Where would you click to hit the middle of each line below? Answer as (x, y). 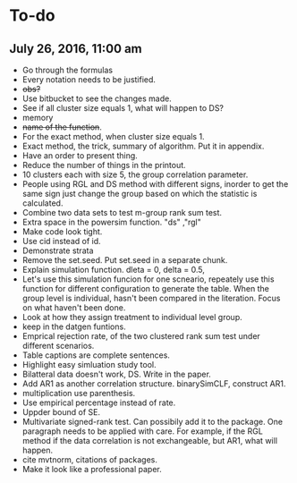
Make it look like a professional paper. (92, 469)
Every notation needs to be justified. (89, 80)
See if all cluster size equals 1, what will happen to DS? (123, 108)
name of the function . (62, 127)
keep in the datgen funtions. (74, 326)
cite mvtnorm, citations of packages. (90, 460)
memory (38, 118)
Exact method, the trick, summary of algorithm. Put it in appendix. (143, 146)
